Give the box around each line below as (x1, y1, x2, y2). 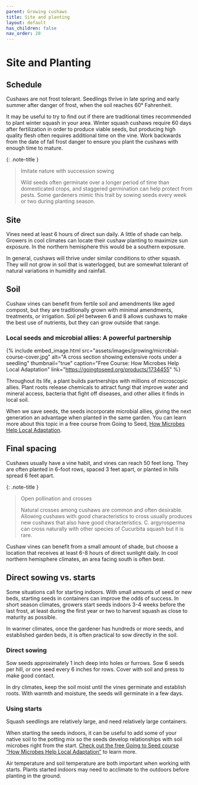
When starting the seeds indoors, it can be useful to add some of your (6, 729, 177, 736)
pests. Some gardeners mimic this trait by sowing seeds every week (20, 192, 187, 199)
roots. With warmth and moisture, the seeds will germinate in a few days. (6, 690, 184, 697)
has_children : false (6, 25, 57, 31)
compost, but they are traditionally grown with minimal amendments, (6, 306, 173, 314)
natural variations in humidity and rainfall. (6, 267, 107, 274)
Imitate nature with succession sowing (20, 167, 114, 175)
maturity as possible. (6, 613, 57, 621)
